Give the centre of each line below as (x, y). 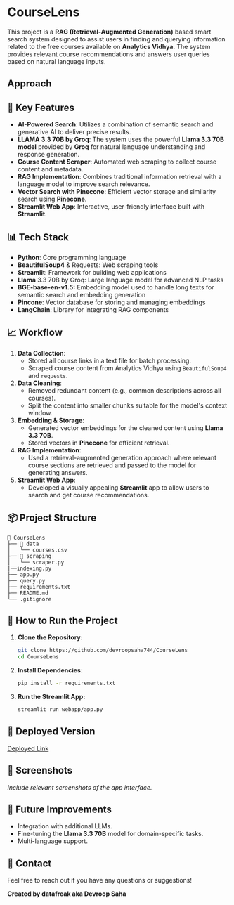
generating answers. (58, 472)
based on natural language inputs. (57, 61)
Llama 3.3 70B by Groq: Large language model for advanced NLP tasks (121, 280)
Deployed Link (28, 748)
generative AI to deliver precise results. (74, 132)
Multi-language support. (52, 841)
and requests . (48, 375)
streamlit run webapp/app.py (60, 710)
